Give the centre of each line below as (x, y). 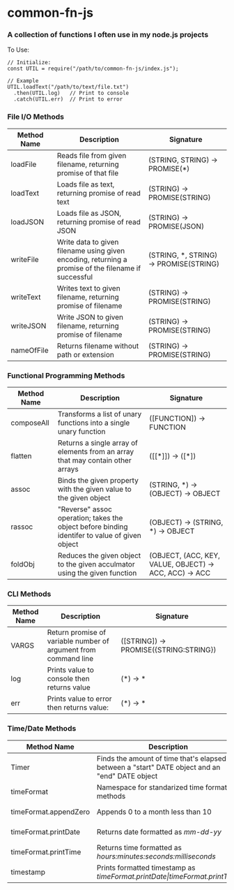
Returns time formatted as (139, 847)
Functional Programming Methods (66, 375)
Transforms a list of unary (100, 414)
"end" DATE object (127, 775)
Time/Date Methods (42, 729)
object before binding (93, 527)
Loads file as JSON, (89, 213)
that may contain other (94, 460)
